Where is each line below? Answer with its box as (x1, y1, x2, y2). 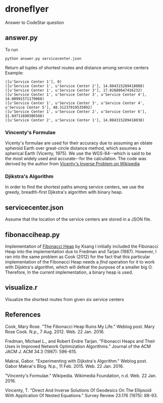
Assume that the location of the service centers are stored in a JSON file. (5, 216, 152, 222)
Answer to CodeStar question (5, 20, 64, 25)
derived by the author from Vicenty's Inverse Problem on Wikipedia (5, 161, 140, 167)
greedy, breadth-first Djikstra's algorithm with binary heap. (5, 189, 123, 195)
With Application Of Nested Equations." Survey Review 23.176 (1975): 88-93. (5, 392, 158, 398)
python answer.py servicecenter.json (5, 56, 82, 61)
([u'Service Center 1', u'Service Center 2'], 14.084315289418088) (5, 83, 145, 88)
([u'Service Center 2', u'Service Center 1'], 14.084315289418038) (5, 118, 145, 122)
